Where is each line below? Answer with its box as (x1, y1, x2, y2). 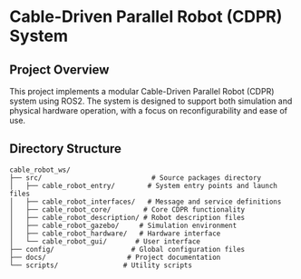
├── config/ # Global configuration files (9, 244, 246, 254)
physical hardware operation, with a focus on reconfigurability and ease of (9, 105, 288, 115)
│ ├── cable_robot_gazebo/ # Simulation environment (9, 221, 238, 230)
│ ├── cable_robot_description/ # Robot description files (9, 213, 246, 222)
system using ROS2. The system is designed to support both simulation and (9, 95, 293, 106)
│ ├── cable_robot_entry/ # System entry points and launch (9, 181, 278, 190)
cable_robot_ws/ (9, 165, 71, 174)
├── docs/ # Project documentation (9, 253, 221, 262)
